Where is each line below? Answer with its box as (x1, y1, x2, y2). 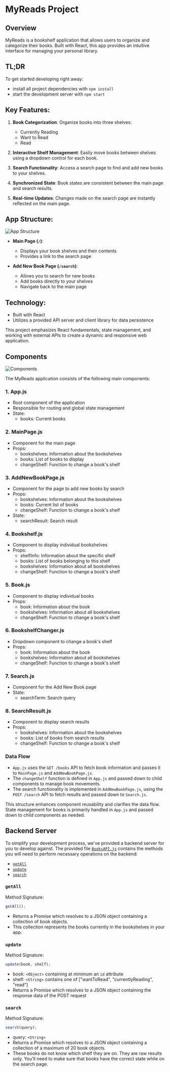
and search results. (12, 185, 53, 191)
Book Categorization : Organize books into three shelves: (12, 119, 132, 125)
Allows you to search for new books (20, 273, 95, 279)
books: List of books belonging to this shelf (20, 558, 110, 564)
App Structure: (5, 215, 53, 224)
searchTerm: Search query (20, 695, 76, 701)
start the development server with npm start (12, 91, 105, 97)
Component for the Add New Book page (12, 684, 97, 690)
